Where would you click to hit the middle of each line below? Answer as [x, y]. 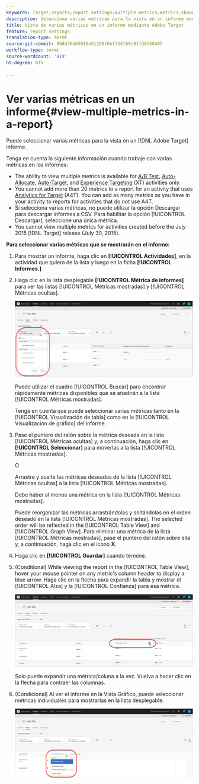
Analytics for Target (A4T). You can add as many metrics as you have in [102, 195]
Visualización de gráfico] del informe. [60, 423]
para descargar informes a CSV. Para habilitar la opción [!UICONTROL [100, 214]
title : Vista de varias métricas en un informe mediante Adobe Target [95, 25]
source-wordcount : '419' [37, 56]
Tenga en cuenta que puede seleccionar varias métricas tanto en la [97, 411]
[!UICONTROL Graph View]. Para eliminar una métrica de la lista [92, 532]
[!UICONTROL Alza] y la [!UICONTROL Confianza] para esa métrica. [97, 586]
